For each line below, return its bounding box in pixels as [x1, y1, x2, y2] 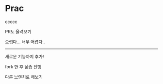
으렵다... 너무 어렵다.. [5, 39, 45, 45]
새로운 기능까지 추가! [5, 53, 44, 59]
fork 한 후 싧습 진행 [5, 63, 42, 70]
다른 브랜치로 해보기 [5, 74, 43, 80]
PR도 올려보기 [5, 28, 32, 34]
